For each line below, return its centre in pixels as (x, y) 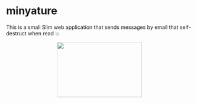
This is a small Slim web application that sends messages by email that (92, 27)
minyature (32, 11)
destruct (16, 33)
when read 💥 (44, 33)
